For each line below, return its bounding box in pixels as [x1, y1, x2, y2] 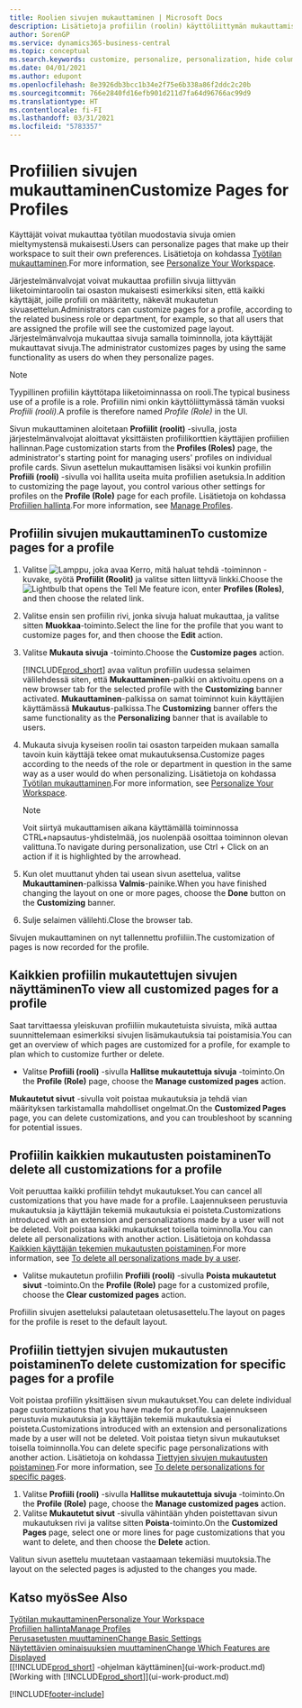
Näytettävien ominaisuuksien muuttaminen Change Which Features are [9, 1642, 271, 1653]
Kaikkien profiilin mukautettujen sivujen [9, 968, 238, 983]
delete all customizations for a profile [9, 1162, 223, 1177]
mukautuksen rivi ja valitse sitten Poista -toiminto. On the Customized [22, 1518, 279, 1529]
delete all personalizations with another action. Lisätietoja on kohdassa [9, 1234, 271, 1245]
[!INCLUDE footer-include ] [9, 1689, 105, 1699]
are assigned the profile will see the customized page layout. [9, 323, 235, 333]
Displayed [9, 1652, 47, 1663]
